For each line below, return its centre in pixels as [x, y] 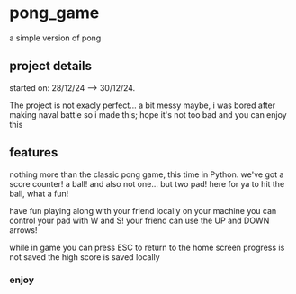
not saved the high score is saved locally [85, 257]
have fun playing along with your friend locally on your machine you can [143, 210]
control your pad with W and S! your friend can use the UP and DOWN [139, 220]
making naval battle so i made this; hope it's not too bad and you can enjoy [148, 114]
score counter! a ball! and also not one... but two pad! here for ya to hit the [147, 183]
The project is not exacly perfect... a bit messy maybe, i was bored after [143, 105]
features [34, 152]
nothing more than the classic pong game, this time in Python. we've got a [147, 174]
